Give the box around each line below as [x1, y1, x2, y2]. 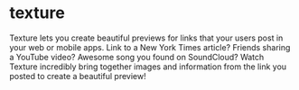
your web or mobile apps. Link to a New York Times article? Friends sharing [9, 41, 291, 52]
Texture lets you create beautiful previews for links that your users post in [9, 32, 284, 43]
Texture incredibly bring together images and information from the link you [9, 61, 287, 72]
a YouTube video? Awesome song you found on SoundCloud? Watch [9, 51, 265, 62]
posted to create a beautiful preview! [9, 70, 146, 81]
